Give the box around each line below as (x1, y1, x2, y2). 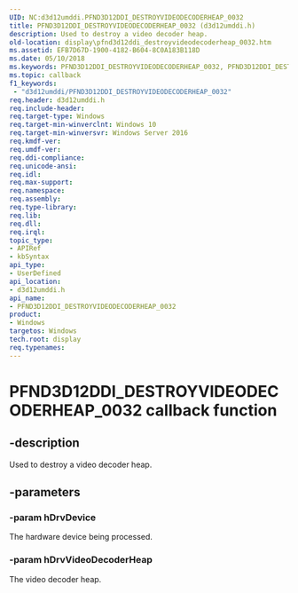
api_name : (9, 294, 46, 303)
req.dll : (9, 219, 42, 228)
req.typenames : (9, 343, 66, 352)
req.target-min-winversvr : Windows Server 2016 (9, 129, 189, 138)
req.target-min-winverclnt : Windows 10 (9, 121, 157, 130)
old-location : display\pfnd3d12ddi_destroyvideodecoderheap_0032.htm (9, 37, 272, 47)
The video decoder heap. (9, 573, 102, 584)
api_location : (9, 277, 62, 286)
